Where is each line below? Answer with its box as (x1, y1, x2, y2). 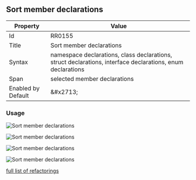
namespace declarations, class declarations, (50, 51, 173, 59)
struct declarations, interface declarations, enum (50, 58, 184, 66)
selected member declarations (50, 75, 134, 83)
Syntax (9, 58, 28, 66)
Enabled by (9, 84, 40, 92)
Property (14, 22, 40, 30)
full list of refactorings (6, 167, 60, 174)
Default (9, 91, 29, 100)
